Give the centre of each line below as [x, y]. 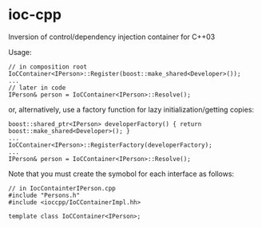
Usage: [20, 52]
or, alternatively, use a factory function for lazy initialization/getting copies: [131, 109]
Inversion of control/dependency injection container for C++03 [112, 37]
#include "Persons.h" [44, 195]
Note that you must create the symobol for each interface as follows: [121, 174]
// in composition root [48, 67]
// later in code [37, 88]
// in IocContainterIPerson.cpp [62, 188]
